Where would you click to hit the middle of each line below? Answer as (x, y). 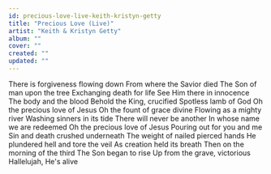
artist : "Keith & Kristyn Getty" (65, 31)
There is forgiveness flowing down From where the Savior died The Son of (133, 84)
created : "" (28, 53)
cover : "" (25, 46)
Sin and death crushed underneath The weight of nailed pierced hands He (133, 135)
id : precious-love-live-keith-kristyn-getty (85, 16)
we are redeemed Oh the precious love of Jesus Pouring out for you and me (135, 127)
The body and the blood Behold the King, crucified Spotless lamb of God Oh (136, 101)
